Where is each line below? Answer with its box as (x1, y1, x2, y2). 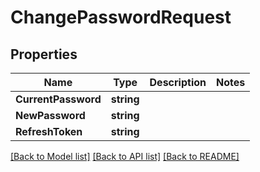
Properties (10, 46, 78, 63)
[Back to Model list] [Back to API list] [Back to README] (10, 151, 240, 162)
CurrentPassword (15, 92, 102, 106)
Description (149, 76, 207, 89)
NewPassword (15, 109, 86, 122)
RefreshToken (15, 125, 83, 138)
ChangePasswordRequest (10, 6, 232, 29)
